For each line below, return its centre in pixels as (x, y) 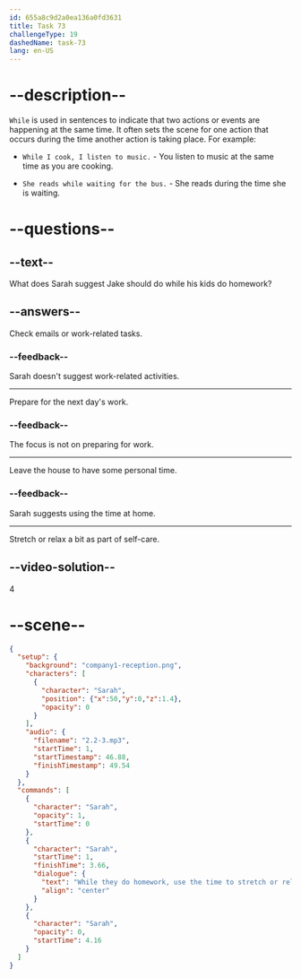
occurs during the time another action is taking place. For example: (133, 139)
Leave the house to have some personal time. (93, 471)
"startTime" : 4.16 (67, 941)
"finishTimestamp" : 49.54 (81, 766)
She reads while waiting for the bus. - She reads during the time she (154, 184)
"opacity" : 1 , (60, 816)
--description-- (68, 95)
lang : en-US (31, 51)
